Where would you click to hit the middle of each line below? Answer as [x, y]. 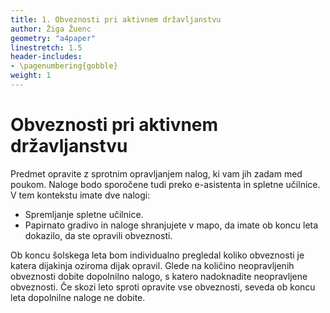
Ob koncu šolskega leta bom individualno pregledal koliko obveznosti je [157, 255]
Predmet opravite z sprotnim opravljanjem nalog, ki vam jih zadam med [156, 173]
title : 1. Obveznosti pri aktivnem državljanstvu [116, 19]
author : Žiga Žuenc [51, 29]
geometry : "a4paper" [53, 38]
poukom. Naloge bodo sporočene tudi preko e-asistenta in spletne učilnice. [165, 184]
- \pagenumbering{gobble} [64, 66]
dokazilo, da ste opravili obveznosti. [98, 235]
